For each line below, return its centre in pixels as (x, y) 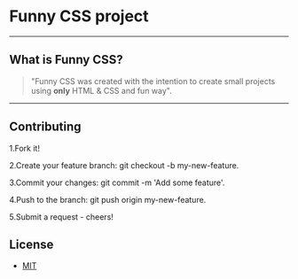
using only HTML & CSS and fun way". (101, 90)
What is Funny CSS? (67, 60)
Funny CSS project (79, 16)
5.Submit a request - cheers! (61, 217)
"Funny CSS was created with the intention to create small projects (153, 81)
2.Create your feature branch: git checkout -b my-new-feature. (124, 165)
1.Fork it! (24, 148)
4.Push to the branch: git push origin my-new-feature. (108, 199)
